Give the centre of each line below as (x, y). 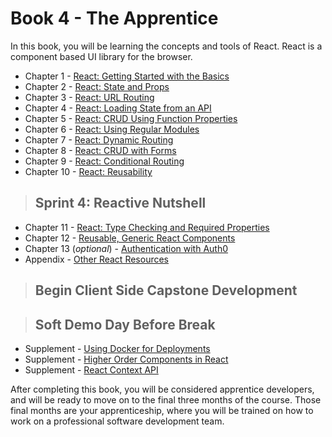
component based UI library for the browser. (101, 56)
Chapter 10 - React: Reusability (88, 171)
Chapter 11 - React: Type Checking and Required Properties (147, 227)
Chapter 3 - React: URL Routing (89, 97)
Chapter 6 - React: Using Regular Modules (112, 129)
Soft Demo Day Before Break (125, 324)
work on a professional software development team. (117, 421)
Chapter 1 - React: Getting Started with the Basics (127, 76)
